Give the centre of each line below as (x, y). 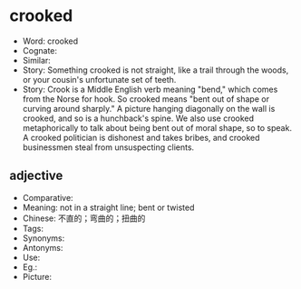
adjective (36, 176)
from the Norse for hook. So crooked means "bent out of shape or (146, 99)
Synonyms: (44, 238)
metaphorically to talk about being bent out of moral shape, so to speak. (157, 127)
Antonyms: (43, 247)
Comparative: (48, 197)
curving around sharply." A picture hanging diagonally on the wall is (149, 108)
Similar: (37, 60)
